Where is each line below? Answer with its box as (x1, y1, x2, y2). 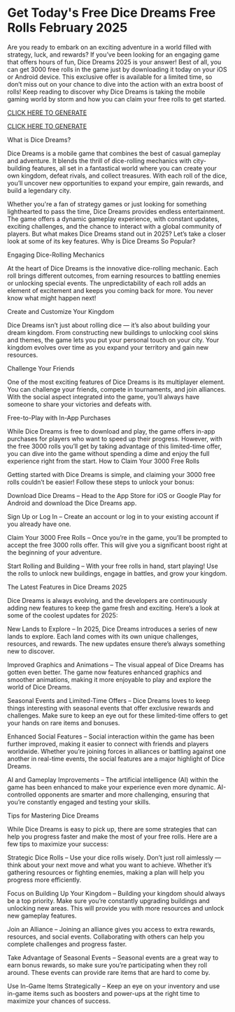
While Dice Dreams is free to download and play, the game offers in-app (7, 427, 215, 435)
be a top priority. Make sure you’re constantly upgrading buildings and (7, 897, 210, 905)
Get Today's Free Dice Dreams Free (7, 5, 216, 21)
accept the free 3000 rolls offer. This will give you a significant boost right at (7, 541, 228, 549)
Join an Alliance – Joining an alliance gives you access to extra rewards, (7, 925, 215, 933)
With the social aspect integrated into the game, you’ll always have (7, 392, 200, 401)
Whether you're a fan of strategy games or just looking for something (7, 199, 207, 208)
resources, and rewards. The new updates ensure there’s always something (7, 639, 225, 648)
